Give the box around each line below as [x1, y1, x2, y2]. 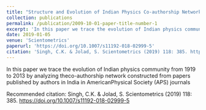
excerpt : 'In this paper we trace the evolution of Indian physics [6, 26, 183, 32]
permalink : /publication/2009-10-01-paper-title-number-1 [6, 20, 158, 26]
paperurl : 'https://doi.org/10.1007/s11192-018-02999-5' [6, 43, 155, 50]
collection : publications [6, 15, 72, 21]
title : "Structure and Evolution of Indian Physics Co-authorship [6, 9, 180, 15]
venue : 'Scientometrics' [6, 37, 70, 43]
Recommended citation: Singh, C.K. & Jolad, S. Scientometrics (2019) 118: [6, 90, 193, 98]
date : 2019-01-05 [6, 32, 51, 38]
